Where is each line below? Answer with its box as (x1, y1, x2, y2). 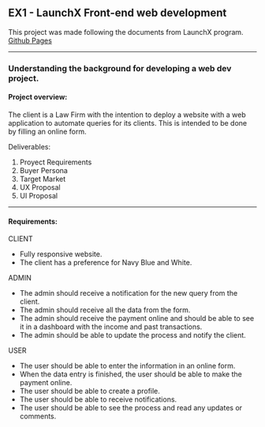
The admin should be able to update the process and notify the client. (19, 331, 246, 340)
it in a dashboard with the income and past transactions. (19, 322, 203, 331)
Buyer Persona (19, 165, 69, 175)
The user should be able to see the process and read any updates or (19, 403, 243, 413)
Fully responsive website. (19, 249, 103, 259)
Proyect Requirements (19, 157, 92, 167)
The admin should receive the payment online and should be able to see (19, 314, 255, 323)
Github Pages (8, 36, 53, 45)
